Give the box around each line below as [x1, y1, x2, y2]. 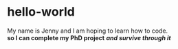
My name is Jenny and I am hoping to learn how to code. [7, 27, 168, 35]
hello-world [7, 4, 76, 20]
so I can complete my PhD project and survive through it [7, 33, 171, 42]
